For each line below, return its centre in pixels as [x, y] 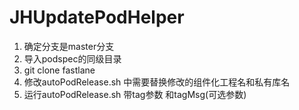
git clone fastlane [59, 70]
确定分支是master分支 [69, 46]
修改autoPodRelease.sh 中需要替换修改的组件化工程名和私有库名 [157, 82]
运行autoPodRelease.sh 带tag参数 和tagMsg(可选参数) [135, 94]
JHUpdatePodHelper [97, 17]
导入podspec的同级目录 [72, 58]
